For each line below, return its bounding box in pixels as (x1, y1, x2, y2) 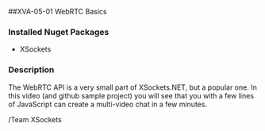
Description (8, 64, 55, 75)
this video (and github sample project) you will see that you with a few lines (8, 91, 255, 100)
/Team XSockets (8, 114, 62, 124)
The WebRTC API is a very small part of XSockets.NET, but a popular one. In (8, 83, 258, 92)
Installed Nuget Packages (8, 26, 109, 37)
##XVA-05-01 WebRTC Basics (8, 7, 107, 16)
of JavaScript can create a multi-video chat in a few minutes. (8, 99, 208, 109)
